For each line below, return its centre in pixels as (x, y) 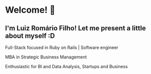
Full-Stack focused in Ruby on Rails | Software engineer (62, 48)
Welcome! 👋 (30, 10)
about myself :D (30, 36)
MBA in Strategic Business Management (46, 57)
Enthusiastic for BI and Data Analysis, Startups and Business (67, 66)
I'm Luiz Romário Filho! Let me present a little (75, 28)
